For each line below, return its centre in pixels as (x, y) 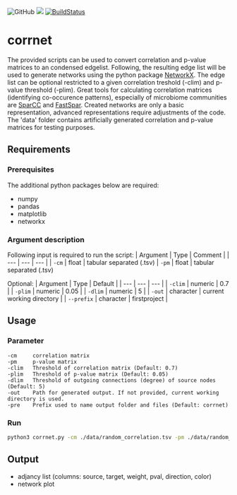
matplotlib (32, 214)
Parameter (26, 341)
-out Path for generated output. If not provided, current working (113, 393)
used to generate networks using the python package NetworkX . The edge (116, 75)
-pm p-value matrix (42, 362)
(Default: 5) (26, 386)
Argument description (46, 239)
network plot (36, 484)
